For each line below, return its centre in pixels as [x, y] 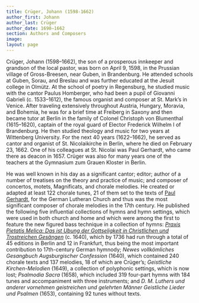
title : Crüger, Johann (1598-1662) [50, 12]
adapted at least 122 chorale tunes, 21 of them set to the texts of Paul [91, 193]
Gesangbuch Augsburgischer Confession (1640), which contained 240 [93, 256]
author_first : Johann [33, 17]
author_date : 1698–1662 [36, 28]
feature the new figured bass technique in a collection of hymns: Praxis [94, 224]
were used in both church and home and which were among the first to [93, 218]
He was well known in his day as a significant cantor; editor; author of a [94, 174]
